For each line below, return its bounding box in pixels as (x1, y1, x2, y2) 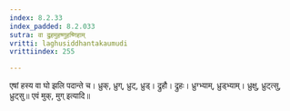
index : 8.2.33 (9, 13, 64, 23)
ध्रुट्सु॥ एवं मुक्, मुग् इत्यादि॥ (9, 90, 91, 101)
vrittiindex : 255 (9, 47, 75, 56)
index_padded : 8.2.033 (9, 22, 95, 31)
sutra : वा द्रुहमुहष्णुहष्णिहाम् (9, 30, 85, 39)
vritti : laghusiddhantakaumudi (9, 38, 128, 48)
